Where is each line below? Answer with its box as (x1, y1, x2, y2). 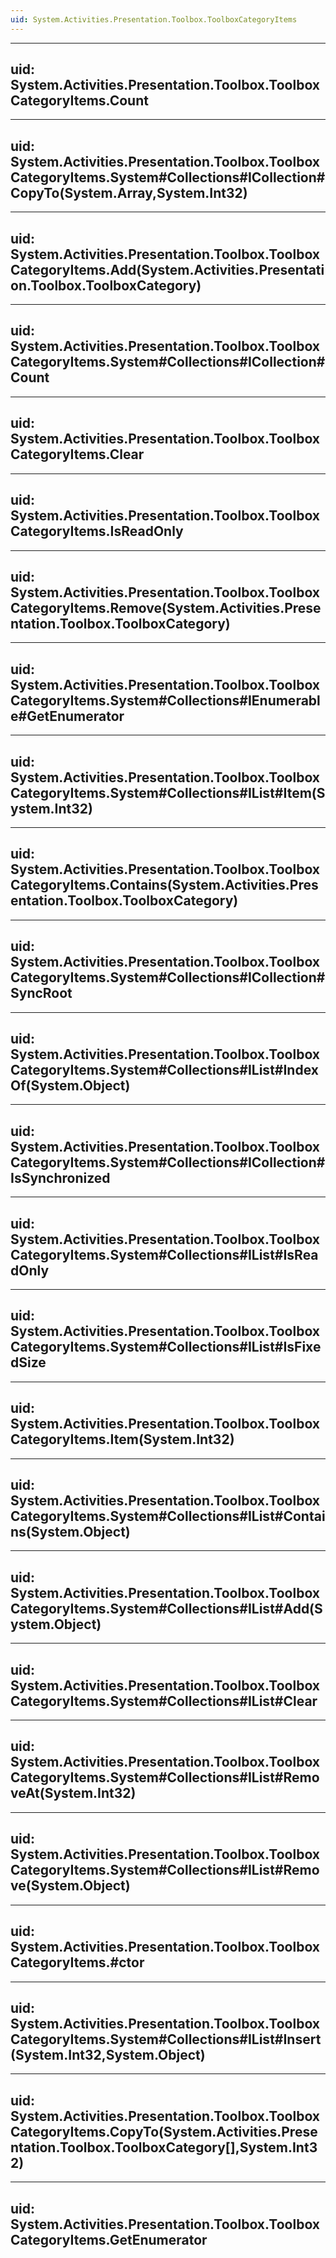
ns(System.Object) (10, 1524, 131, 1541)
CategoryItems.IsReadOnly (10, 523, 184, 540)
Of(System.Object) (10, 1077, 131, 1094)
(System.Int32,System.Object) (10, 2046, 206, 2063)
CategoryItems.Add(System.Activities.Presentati (10, 261, 325, 278)
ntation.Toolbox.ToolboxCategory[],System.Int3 (10, 2139, 318, 2156)
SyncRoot (10, 985, 73, 1002)
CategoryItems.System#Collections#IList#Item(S (10, 784, 326, 801)
